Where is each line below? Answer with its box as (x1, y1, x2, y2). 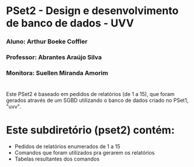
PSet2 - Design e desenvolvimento (6, 4, 179, 18)
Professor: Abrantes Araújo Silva (6, 53, 102, 62)
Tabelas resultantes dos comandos (14, 155, 100, 162)
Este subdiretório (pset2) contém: (6, 124, 175, 137)
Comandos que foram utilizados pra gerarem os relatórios (14, 149, 155, 156)
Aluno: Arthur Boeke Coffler (6, 38, 88, 46)
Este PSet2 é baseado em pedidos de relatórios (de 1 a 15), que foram (6, 91, 175, 98)
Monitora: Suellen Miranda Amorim (6, 69, 109, 77)
